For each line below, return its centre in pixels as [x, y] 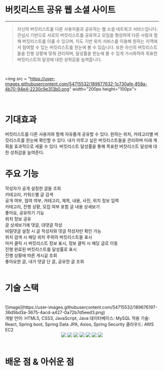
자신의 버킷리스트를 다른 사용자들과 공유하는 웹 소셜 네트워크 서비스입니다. [87, 29]
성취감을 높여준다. [27, 152]
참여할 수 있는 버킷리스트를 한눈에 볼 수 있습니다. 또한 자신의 [79, 47]
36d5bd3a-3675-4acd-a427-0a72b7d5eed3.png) [55, 312]
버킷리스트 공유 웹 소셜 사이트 [60, 10]
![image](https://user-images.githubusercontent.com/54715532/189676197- [81, 307]
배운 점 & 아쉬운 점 [40, 362]
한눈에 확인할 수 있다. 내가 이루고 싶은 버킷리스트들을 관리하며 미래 [89, 140]
